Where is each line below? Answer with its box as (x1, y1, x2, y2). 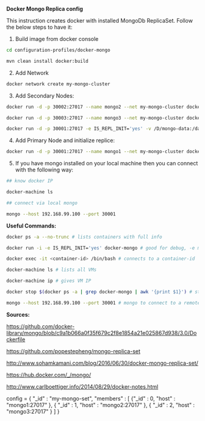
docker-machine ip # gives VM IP (6, 278, 92, 284)
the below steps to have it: (6, 24, 73, 31)
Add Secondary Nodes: (15, 92, 74, 99)
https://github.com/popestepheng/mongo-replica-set (6, 347, 141, 354)
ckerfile (6, 336, 26, 343)
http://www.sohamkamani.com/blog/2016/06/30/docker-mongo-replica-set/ (6, 359, 198, 367)
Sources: (6, 311, 30, 318)
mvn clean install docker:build (6, 58, 88, 64)
